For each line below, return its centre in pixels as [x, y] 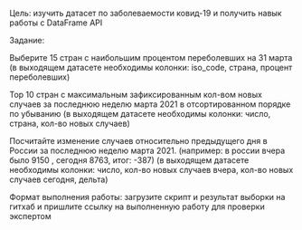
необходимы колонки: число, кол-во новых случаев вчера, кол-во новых [151, 170]
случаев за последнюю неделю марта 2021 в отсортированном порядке [150, 104]
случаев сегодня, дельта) [59, 179]
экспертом [30, 216]
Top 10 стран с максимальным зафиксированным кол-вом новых [136, 95]
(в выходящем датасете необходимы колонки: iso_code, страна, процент [151, 67]
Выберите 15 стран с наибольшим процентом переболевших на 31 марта [151, 57]
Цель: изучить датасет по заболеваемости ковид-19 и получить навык [146, 13]
